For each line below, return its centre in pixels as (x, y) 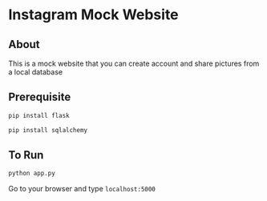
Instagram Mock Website (93, 15)
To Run (26, 155)
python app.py (32, 174)
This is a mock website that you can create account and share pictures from (134, 63)
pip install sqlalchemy (48, 130)
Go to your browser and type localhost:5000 (82, 189)
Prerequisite (40, 97)
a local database (35, 72)
